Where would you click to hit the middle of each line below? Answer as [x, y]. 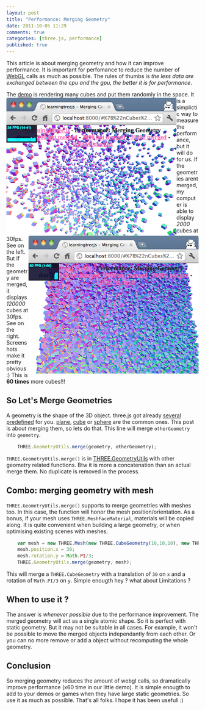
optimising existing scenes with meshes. [57, 531]
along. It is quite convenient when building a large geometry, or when [93, 525]
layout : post [23, 13]
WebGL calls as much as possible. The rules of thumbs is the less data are [100, 76]
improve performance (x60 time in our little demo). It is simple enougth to [98, 687]
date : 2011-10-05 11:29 [37, 26]
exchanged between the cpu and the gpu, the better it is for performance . [99, 83]
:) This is [17, 375]
